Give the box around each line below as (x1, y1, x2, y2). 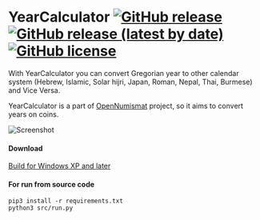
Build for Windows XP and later (8, 161, 111, 171)
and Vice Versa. (8, 85, 61, 95)
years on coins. (8, 109, 59, 119)
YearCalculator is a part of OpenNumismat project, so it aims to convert (8, 101, 244, 110)
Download (8, 143, 43, 153)
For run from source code (8, 179, 94, 189)
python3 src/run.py (8, 204, 74, 212)
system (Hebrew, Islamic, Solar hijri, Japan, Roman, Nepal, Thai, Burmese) (8, 77, 253, 86)
